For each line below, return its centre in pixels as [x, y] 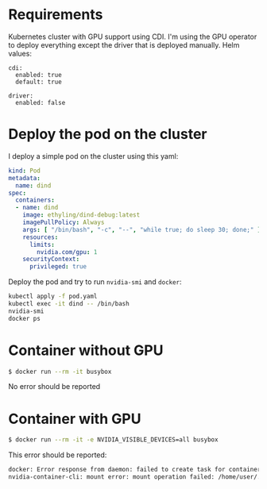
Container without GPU [86, 350]
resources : [41, 237]
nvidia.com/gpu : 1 [67, 252]
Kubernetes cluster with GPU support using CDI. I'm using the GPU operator [133, 37]
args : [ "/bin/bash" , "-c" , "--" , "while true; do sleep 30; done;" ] [142, 229]
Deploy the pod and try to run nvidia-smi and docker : [95, 282]
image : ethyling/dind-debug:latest [81, 215]
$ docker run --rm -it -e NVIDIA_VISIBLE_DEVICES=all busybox [113, 440]
